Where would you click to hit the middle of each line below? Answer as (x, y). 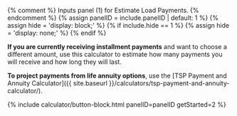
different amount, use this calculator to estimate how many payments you (115, 54)
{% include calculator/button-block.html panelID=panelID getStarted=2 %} (117, 105)
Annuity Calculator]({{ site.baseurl (58, 83)
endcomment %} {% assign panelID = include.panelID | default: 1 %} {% (113, 18)
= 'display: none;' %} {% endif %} (57, 33)
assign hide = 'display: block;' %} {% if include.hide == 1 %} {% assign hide (118, 25)
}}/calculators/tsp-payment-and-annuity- (169, 83)
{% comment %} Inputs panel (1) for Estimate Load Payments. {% (103, 10)
